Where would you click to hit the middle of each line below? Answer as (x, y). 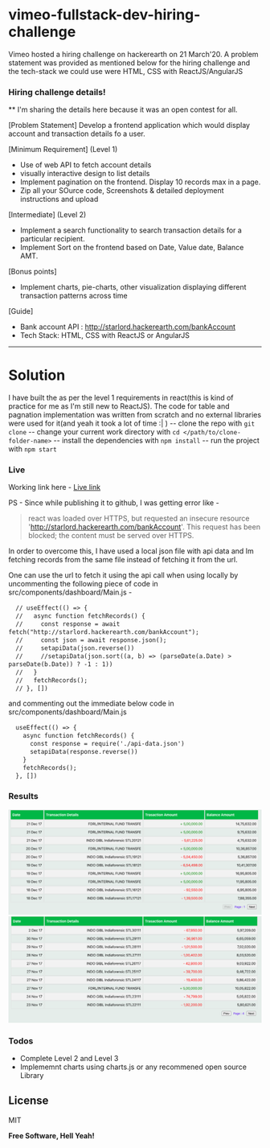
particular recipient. (53, 239)
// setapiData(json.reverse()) (75, 648)
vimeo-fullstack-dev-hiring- (104, 15)
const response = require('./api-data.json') (107, 744)
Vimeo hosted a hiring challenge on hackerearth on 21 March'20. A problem (133, 54)
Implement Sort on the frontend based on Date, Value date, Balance (132, 248)
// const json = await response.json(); (91, 640)
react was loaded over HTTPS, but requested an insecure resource (139, 518)
